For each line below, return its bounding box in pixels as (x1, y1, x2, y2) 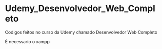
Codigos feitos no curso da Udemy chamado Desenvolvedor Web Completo (5, 29, 158, 35)
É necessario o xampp (5, 38, 50, 44)
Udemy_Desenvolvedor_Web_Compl (5, 3, 155, 14)
